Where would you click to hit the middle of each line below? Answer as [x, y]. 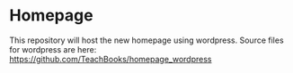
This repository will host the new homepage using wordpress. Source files [147, 40]
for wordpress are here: [53, 49]
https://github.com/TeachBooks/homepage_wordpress [111, 59]
